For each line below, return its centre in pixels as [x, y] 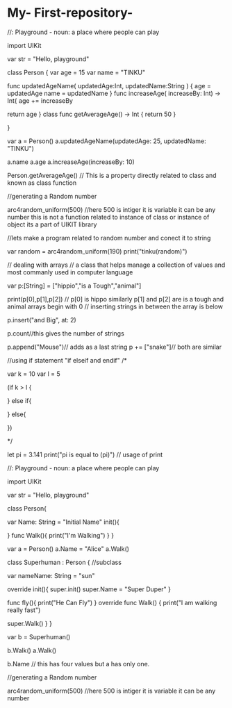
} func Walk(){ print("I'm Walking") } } [61, 535]
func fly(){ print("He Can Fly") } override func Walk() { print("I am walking [112, 602]
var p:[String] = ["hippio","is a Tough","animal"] [74, 286]
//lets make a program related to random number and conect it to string [109, 238]
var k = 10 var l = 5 [34, 374]
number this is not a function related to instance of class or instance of [108, 217]
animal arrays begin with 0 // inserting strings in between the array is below [115, 306]
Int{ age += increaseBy [40, 100]
